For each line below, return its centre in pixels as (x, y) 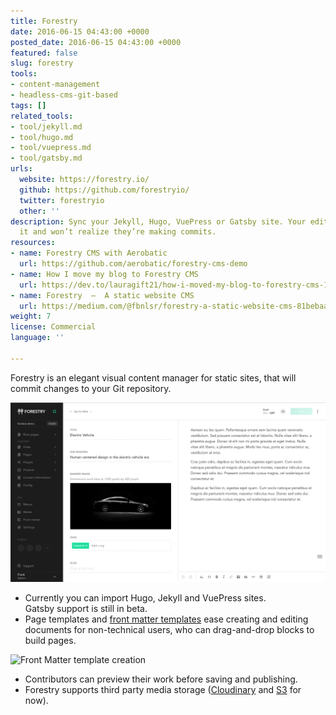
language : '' (37, 338)
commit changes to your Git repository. (91, 388)
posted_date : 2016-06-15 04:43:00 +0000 (96, 42)
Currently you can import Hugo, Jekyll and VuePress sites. (145, 598)
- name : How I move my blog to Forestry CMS (104, 274)
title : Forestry (44, 21)
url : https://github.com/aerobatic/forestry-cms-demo (133, 264)
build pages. (50, 641)
